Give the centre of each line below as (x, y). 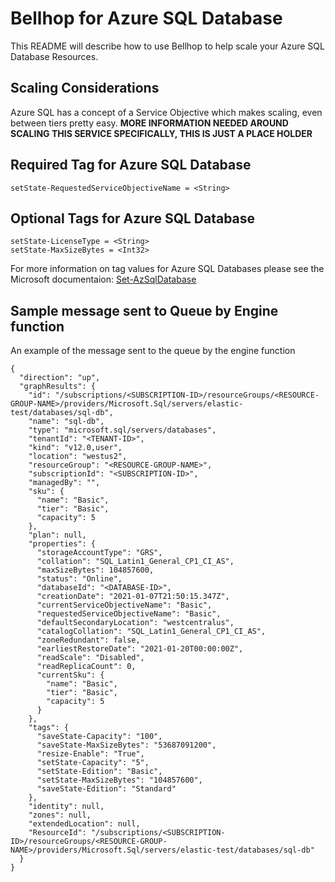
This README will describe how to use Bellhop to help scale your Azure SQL (167, 46)
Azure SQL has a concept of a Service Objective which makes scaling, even (166, 112)
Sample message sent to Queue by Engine (144, 310)
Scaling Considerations (85, 88)
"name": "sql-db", (66, 422)
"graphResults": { (58, 387)
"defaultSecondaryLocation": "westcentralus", (135, 623)
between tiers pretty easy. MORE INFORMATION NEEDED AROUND (149, 123)
